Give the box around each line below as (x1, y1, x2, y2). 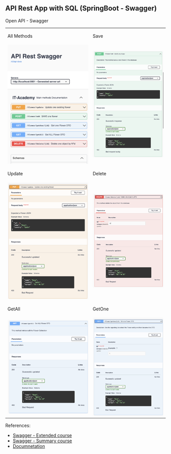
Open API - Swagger (5, 17, 49, 23)
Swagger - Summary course (12, 438, 72, 444)
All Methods (7, 33, 33, 39)
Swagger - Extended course (12, 433, 72, 439)
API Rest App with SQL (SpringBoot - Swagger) (5, 4, 157, 13)
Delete (92, 170, 107, 176)
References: (5, 422, 31, 429)
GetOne (92, 306, 109, 312)
